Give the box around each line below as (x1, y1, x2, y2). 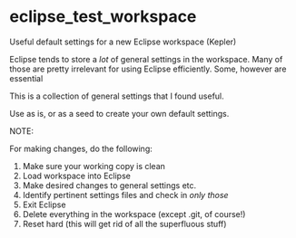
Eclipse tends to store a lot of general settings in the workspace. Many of (9, 53, 283, 64)
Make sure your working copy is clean (22, 160, 166, 171)
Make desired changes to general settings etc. (22, 179, 197, 191)
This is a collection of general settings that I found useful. (9, 90, 224, 101)
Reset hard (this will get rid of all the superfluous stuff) (22, 218, 227, 229)
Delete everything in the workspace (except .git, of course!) (22, 208, 246, 219)
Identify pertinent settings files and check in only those (22, 189, 229, 200)
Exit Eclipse (22, 199, 66, 210)
